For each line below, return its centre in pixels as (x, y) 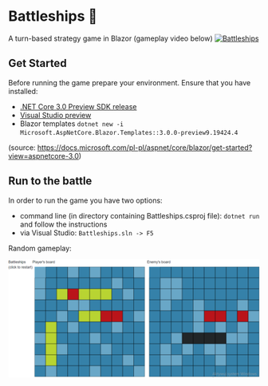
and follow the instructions (63, 224)
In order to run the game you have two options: (85, 200)
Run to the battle (50, 181)
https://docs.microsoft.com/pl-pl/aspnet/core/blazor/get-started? (145, 148)
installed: (23, 91)
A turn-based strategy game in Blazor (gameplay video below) (110, 38)
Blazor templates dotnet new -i (72, 124)
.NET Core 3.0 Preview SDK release (78, 106)
